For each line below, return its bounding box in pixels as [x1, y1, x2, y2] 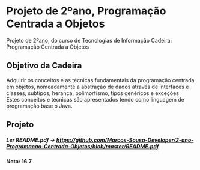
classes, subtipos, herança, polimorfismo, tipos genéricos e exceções [6, 89, 179, 97]
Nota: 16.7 [6, 158, 32, 165]
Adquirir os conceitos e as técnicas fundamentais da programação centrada [6, 76, 195, 83]
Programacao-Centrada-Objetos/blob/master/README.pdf [6, 142, 159, 150]
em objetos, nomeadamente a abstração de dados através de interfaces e [6, 83, 189, 90]
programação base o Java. [6, 102, 73, 109]
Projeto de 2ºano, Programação [6, 4, 166, 18]
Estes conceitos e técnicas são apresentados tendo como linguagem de [6, 96, 184, 103]
